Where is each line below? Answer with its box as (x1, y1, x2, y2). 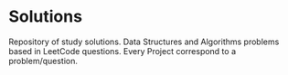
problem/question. (8, 55, 79, 66)
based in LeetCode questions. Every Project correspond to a (8, 45, 237, 56)
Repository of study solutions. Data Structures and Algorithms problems (8, 36, 280, 47)
